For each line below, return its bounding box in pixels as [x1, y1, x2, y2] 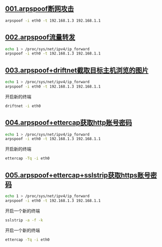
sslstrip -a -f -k [5, 217, 43, 223]
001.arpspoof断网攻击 [5, 4, 74, 13]
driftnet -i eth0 [5, 103, 41, 108]
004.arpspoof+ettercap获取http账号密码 [5, 118, 132, 127]
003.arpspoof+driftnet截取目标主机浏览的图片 [5, 66, 149, 74]
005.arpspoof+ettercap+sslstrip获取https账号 [5, 171, 151, 179]
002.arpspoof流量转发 [5, 33, 75, 42]
